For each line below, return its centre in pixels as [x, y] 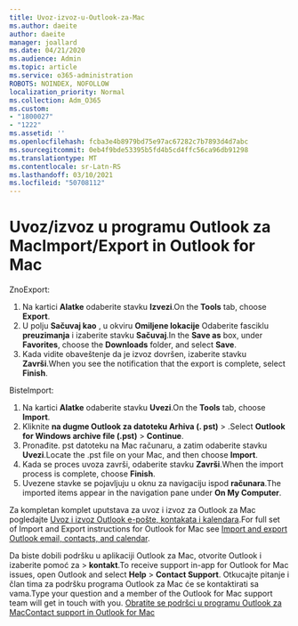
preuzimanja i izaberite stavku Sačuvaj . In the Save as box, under [142, 336]
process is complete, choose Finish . [89, 474]
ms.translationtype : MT [53, 158]
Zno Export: [30, 289]
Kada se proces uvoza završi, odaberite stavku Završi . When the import [153, 465]
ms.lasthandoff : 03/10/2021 [61, 175]
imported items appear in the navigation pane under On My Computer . [152, 493]
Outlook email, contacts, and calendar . [80, 539]
